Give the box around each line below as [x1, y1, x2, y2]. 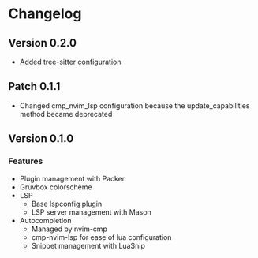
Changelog [8, 5, 82, 23]
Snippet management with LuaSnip [31, 241, 146, 250]
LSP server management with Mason [31, 207, 151, 217]
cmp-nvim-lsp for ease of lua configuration [31, 232, 172, 241]
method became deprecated [19, 109, 113, 118]
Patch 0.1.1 [8, 80, 61, 93]
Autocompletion [19, 215, 72, 225]
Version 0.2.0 [8, 36, 77, 50]
